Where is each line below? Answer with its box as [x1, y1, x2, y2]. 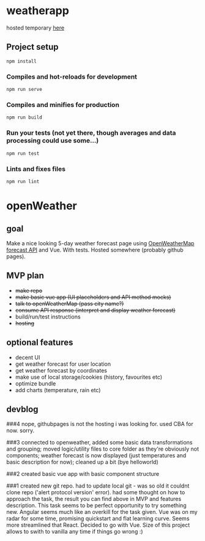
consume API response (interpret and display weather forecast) [15, 306, 176, 314]
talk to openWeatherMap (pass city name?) [15, 299, 124, 307]
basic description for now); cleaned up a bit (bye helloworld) [6, 459, 159, 466]
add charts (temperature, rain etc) [15, 386, 101, 393]
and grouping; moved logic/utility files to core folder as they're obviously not [6, 445, 199, 452]
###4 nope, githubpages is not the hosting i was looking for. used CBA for [6, 421, 194, 428]
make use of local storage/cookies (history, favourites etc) [15, 373, 163, 381]
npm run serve [6, 87, 43, 93]
